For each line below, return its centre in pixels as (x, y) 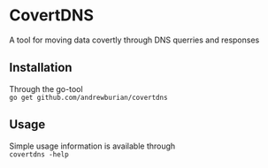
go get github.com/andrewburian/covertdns (88, 97)
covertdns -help (39, 154)
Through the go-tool (46, 88)
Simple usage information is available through (92, 146)
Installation (41, 68)
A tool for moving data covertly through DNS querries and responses (134, 40)
